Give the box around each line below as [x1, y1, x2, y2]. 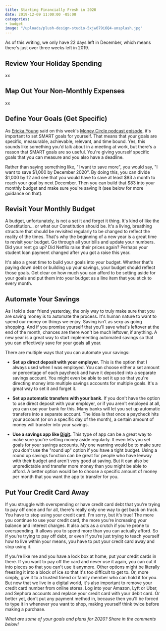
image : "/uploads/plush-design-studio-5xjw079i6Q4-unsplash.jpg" [5, 26, 143, 31]
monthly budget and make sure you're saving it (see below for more [5, 185, 144, 191]
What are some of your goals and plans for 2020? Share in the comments [5, 616, 156, 622]
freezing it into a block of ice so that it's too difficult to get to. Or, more [5, 569, 149, 575]
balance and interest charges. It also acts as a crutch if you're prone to [5, 522, 150, 528]
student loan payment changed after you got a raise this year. [5, 250, 131, 255]
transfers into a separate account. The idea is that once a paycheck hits [12, 411, 159, 417]
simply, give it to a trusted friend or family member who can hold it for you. [5, 575, 158, 580]
